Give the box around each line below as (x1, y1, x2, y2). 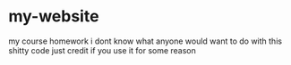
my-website (8, 6, 99, 27)
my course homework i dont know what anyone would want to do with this (8, 36, 283, 46)
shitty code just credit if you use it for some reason (8, 45, 196, 55)
